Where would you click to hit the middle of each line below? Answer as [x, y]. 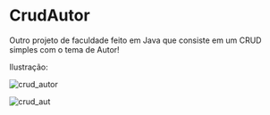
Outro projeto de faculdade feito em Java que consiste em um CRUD [135, 40]
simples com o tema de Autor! [64, 49]
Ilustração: [29, 67]
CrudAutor [50, 16]
